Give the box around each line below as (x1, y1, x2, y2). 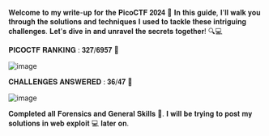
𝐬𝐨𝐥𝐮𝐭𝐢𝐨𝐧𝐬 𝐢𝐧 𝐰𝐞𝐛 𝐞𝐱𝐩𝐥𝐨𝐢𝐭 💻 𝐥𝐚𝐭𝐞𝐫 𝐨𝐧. (8, 118, 130, 128)
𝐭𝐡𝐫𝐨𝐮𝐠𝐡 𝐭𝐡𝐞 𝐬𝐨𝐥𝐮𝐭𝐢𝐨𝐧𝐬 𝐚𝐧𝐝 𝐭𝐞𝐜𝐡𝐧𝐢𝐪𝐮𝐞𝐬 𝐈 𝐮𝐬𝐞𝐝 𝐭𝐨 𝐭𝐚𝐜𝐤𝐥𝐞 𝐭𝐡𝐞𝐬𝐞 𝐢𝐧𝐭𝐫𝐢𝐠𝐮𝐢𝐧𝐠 (8, 17, 247, 26)
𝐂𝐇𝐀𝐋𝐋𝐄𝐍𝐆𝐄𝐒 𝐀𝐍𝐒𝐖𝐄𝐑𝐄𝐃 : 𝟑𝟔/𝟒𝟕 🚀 (8, 77, 133, 87)
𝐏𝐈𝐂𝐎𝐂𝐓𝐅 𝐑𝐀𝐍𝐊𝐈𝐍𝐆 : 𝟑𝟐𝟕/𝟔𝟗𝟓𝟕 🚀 (8, 45, 119, 54)
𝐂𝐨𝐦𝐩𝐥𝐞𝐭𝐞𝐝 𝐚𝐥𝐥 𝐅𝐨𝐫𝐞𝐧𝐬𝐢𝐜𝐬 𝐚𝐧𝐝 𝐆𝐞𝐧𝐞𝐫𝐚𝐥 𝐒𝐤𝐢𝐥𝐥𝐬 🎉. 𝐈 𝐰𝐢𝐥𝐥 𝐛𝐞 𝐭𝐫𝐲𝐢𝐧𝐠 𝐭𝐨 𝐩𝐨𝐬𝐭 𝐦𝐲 (8, 109, 253, 118)
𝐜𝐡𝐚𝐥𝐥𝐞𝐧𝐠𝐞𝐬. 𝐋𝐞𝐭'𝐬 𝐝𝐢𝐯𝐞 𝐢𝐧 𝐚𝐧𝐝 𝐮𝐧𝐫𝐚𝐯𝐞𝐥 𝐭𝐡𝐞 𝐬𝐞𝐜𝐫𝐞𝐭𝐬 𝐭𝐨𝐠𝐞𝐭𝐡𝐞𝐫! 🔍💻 (8, 27, 223, 36)
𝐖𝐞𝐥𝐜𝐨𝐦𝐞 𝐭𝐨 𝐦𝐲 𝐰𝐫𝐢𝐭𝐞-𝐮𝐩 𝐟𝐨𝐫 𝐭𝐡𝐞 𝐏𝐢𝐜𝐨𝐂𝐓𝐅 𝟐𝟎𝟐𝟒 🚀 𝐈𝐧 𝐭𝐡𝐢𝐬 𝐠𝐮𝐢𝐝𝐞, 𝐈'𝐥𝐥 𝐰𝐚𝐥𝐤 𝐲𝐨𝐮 (8, 8, 261, 17)
